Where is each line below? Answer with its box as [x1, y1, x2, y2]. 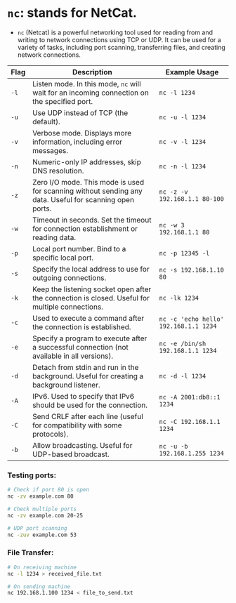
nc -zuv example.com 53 [7, 531, 77, 538]
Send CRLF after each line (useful [32, 411, 144, 421]
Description [72, 67, 112, 77]
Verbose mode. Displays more [32, 128, 132, 138]
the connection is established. [32, 322, 131, 331]
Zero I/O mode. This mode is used [32, 177, 145, 187]
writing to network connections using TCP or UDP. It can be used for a [17, 35, 221, 44]
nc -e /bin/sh [159, 339, 206, 347]
